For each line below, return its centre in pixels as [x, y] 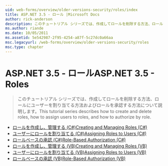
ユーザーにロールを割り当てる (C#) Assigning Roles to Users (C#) [79, 133]
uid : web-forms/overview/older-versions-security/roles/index [71, 10]
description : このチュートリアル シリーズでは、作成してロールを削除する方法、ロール [84, 24]
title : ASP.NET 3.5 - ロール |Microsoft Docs [52, 14]
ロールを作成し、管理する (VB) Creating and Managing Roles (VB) [80, 146]
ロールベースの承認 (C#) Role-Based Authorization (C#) [69, 139]
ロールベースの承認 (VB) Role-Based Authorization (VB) [69, 158]
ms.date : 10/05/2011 [27, 33]
